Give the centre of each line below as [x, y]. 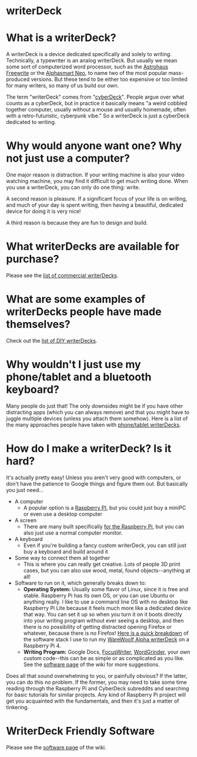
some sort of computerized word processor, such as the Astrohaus [87, 67]
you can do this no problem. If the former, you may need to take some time [96, 682]
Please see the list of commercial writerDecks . [62, 275]
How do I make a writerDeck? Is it [89, 449]
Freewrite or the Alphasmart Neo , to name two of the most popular [87, 73]
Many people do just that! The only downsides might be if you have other [95, 406]
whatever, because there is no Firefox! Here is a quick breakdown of [106, 633]
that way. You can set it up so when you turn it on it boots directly [103, 614]
